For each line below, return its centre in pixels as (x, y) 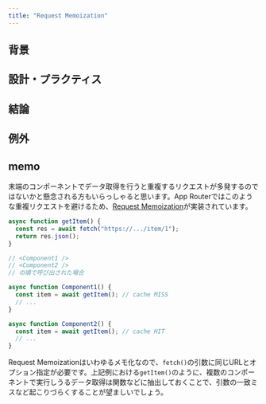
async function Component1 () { (60, 288)
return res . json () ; (48, 236)
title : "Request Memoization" (58, 16)
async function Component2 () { (60, 324)
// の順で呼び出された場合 (46, 273)
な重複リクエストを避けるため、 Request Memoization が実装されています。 (130, 206)
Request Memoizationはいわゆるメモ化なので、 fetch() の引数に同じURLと (129, 363)
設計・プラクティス (55, 79)
